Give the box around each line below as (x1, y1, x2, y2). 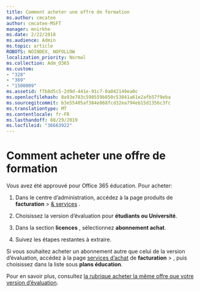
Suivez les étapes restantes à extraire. (15, 236, 112, 243)
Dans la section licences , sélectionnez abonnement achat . (15, 224, 166, 232)
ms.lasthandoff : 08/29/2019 (6, 117, 78, 123)
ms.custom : (6, 65, 34, 72)
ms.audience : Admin (6, 37, 56, 43)
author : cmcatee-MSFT (6, 20, 62, 26)
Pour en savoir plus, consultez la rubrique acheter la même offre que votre (6, 272, 194, 280)
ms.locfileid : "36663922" (6, 123, 72, 129)
